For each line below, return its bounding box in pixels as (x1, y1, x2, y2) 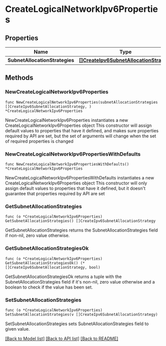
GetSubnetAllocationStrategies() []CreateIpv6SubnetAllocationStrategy (5, 219, 156, 224)
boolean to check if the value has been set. (5, 284, 93, 290)
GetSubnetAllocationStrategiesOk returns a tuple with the (5, 274, 122, 280)
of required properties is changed (5, 138, 74, 144)
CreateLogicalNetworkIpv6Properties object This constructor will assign (5, 122, 152, 128)
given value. (5, 326, 30, 332)
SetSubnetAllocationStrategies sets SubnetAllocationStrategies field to (5, 321, 149, 327)
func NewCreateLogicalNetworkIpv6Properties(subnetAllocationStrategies (5, 100, 158, 105)
